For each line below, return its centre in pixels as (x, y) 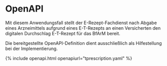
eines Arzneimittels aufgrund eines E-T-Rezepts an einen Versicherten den (83, 28)
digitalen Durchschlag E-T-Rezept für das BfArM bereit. (63, 33)
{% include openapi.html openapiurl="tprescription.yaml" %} (69, 58)
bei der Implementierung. (32, 48)
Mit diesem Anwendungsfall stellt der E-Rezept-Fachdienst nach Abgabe (81, 23)
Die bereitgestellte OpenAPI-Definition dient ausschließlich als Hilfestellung (83, 43)
